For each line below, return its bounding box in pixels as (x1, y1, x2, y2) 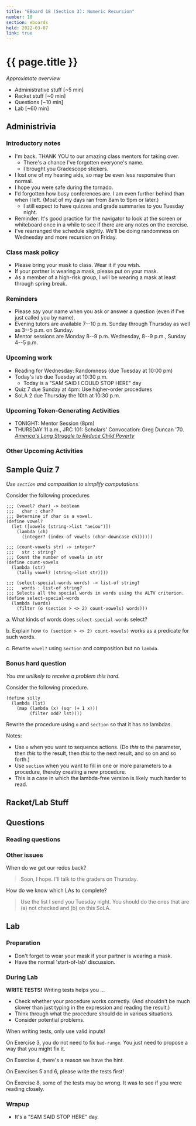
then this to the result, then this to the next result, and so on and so (14, 750, 177, 757)
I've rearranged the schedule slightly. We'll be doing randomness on (14, 227, 180, 234)
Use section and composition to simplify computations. (6, 480, 140, 488)
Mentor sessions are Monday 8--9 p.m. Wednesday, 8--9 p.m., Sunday (14, 333, 186, 340)
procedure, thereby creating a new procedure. (14, 768, 126, 775)
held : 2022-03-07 (6, 25, 49, 31)
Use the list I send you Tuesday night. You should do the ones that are (20, 898, 190, 905)
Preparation (6, 939, 41, 947)
